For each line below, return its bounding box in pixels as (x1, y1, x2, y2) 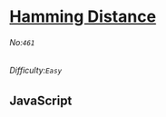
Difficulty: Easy (9, 65, 63, 76)
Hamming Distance (9, 6, 157, 27)
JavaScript (9, 93, 73, 108)
